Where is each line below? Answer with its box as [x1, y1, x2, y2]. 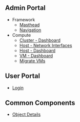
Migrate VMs [19, 58, 45, 63]
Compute [12, 32, 31, 38]
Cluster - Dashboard [19, 37, 61, 43]
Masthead [19, 22, 40, 28]
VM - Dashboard [19, 53, 53, 59]
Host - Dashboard [19, 47, 56, 53]
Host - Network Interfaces [19, 42, 72, 48]
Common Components [5, 99, 76, 107]
